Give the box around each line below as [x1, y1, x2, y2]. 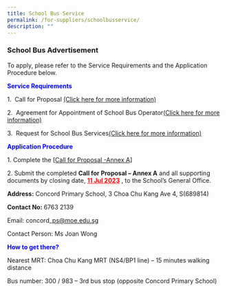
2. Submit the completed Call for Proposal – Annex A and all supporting [7, 169, 210, 177]
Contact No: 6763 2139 [7, 203, 74, 211]
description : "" [7, 23, 54, 30]
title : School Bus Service [7, 10, 85, 17]
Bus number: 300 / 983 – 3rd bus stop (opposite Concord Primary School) [7, 276, 217, 285]
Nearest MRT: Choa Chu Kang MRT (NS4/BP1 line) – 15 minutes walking [7, 256, 210, 265]
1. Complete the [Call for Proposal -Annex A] [7, 155, 133, 164]
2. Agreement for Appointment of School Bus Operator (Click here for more [7, 108, 220, 117]
